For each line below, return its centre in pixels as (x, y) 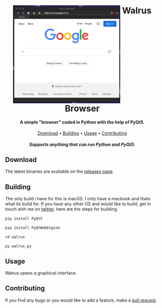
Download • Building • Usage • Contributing (82, 133)
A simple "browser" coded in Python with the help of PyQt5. (82, 122)
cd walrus (15, 237)
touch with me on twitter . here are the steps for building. (62, 209)
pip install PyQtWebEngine (33, 228)
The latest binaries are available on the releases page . (59, 171)
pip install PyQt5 (24, 219)
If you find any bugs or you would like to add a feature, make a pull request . (81, 300)
